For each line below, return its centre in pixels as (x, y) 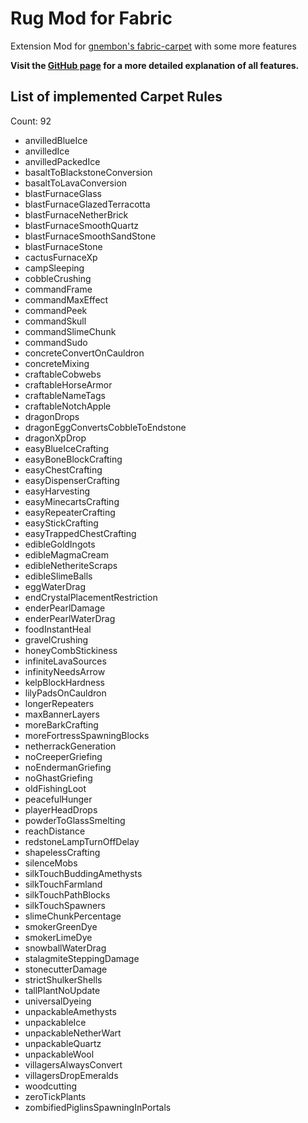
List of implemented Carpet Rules (116, 97)
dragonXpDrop (55, 438)
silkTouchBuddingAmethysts (83, 873)
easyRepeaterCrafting (70, 512)
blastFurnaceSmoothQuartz (81, 225)
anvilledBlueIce (56, 140)
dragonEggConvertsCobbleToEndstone (105, 427)
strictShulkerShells (63, 979)
